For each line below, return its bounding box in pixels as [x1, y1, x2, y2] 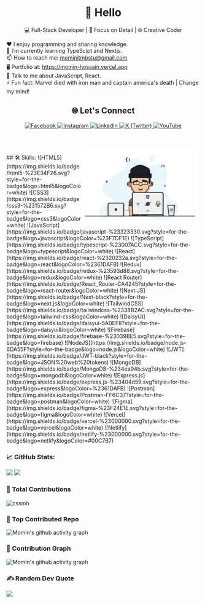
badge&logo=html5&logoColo [6, 182, 81, 189]
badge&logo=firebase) [6, 339, 63, 346]
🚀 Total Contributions [6, 485, 71, 494]
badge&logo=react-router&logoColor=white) [6, 286, 118, 294]
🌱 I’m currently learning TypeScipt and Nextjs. [6, 47, 123, 54]
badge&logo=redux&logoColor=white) [6, 274, 103, 281]
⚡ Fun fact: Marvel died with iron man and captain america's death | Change [6, 79, 199, 86]
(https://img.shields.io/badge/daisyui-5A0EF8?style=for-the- [6, 319, 161, 326]
